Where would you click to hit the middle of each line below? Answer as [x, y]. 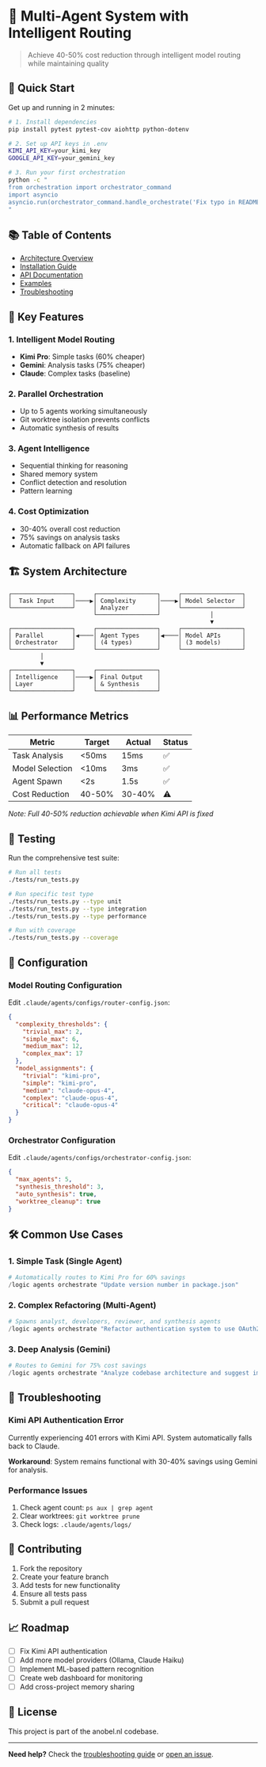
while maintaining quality [68, 63]
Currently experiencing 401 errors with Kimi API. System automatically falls [130, 1437]
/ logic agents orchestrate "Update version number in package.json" [123, 1285]
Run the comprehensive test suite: [64, 858]
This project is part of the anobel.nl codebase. [84, 1731]
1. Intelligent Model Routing [62, 339]
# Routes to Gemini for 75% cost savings [78, 1366]
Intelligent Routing [70, 33]
